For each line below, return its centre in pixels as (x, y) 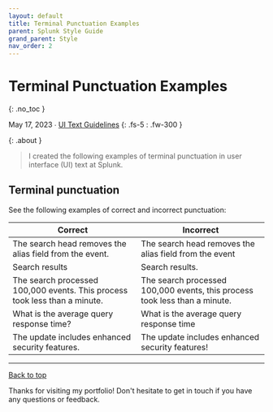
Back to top (28, 375)
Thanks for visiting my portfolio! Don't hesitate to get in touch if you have (130, 390)
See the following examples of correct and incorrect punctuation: (117, 210)
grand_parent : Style (43, 39)
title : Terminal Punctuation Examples (74, 24)
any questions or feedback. (54, 399)
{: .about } (25, 141)
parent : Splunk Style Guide (56, 31)
